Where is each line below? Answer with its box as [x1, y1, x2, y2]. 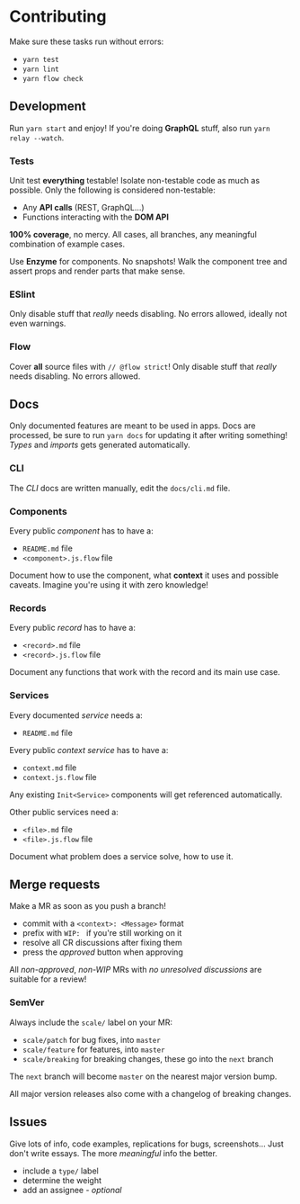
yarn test [22, 55, 60, 64]
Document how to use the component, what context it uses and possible [9, 570, 279, 581]
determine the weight [22, 1174, 101, 1185]
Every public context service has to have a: [9, 744, 169, 755]
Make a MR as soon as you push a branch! [9, 901, 166, 912]
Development [9, 99, 87, 114]
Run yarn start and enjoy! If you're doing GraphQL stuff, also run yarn [9, 122, 271, 133]
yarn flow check [22, 74, 84, 83]
